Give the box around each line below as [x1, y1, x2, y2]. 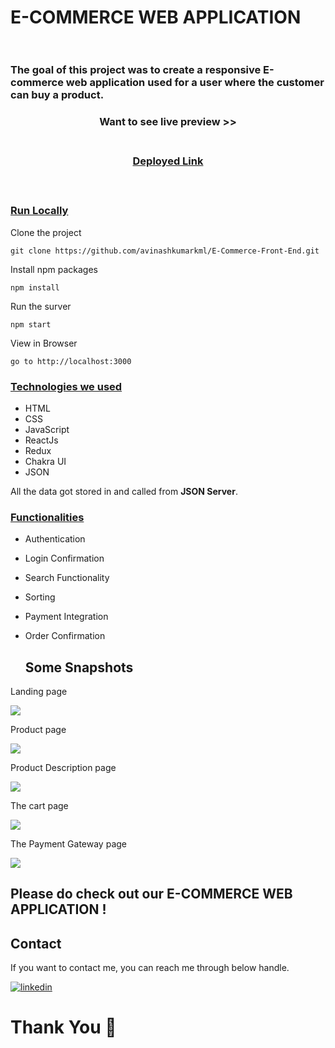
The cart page [10, 800, 69, 812]
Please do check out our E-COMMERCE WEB [10, 886, 293, 903]
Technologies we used [10, 379, 123, 393]
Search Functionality [24, 572, 110, 584]
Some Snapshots [24, 659, 134, 676]
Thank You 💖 [10, 1016, 117, 1039]
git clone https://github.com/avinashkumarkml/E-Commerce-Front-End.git [10, 246, 320, 256]
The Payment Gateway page [10, 838, 127, 850]
